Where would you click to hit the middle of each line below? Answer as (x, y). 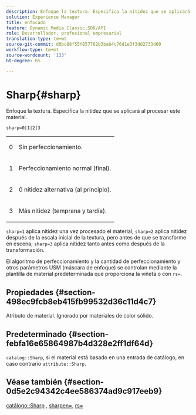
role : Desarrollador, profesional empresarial (64, 33)
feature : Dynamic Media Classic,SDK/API (56, 28)
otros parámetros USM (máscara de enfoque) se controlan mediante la (92, 268)
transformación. (26, 250)
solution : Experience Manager (43, 17)
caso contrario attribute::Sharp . (46, 364)
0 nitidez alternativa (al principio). (65, 190)
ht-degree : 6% (23, 60)
